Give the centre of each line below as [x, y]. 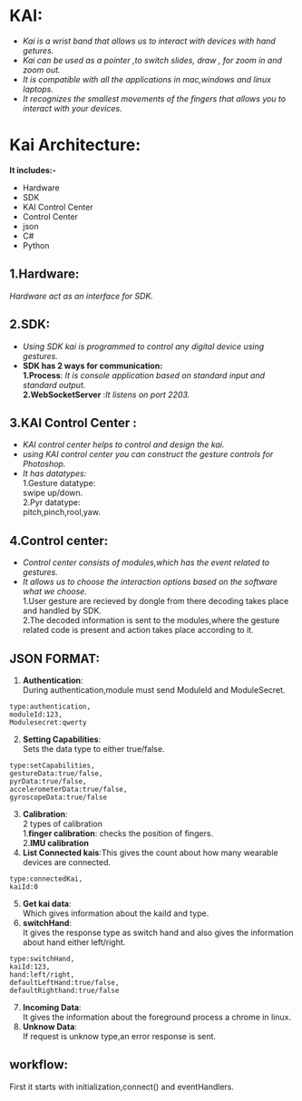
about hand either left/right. [74, 942]
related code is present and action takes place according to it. [138, 630]
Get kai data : [47, 903]
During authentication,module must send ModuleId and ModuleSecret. [154, 689]
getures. [38, 50]
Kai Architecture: [75, 145]
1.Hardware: [44, 274]
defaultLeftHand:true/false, [64, 982]
